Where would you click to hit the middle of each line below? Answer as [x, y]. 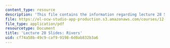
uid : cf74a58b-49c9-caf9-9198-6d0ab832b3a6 [52, 38]
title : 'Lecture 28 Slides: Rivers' [44, 33]
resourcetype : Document [30, 28]
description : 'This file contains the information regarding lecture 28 [83, 14]
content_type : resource [30, 10]
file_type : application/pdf [35, 24]
